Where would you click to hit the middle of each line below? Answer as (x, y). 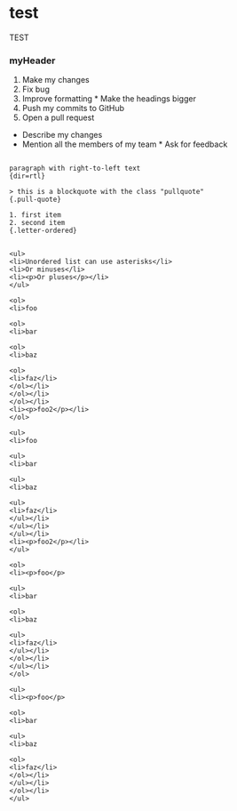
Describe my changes (62, 135)
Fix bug (36, 89)
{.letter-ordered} (43, 231)
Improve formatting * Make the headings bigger (109, 99)
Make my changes (56, 80)
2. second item (37, 223)
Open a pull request (58, 117)
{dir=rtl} (28, 176)
